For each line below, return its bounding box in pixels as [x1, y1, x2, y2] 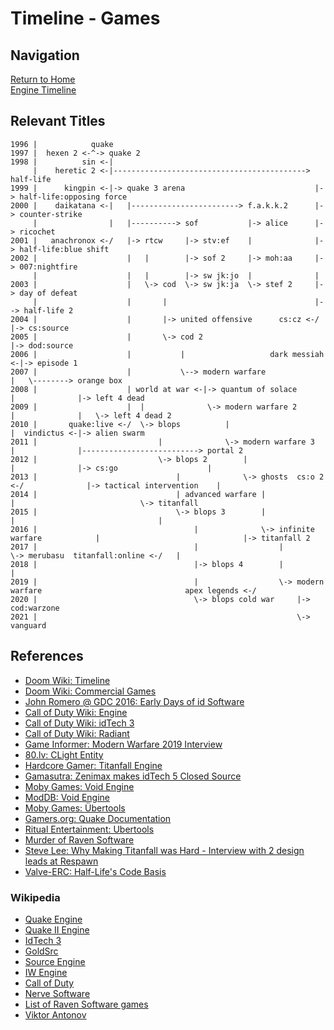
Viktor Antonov [24, 1008, 87, 1021]
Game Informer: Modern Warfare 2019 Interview [24, 738, 223, 750]
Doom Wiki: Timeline [24, 674, 111, 686]
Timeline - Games [10, 7, 161, 30]
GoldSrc [24, 945, 59, 957]
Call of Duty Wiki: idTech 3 [24, 717, 135, 729]
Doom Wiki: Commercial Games [24, 685, 157, 697]
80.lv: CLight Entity [24, 748, 104, 761]
